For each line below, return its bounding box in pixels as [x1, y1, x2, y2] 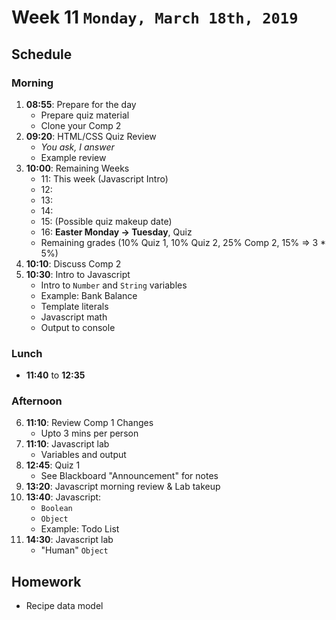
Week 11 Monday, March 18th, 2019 [11, 6, 299, 29]
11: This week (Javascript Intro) [40, 172, 169, 185]
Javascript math [40, 311, 108, 323]
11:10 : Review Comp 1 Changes [25, 417, 154, 429]
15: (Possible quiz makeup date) [40, 215, 173, 227]
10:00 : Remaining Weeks [25, 162, 130, 174]
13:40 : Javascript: [25, 491, 102, 503]
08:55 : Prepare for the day [25, 98, 137, 110]
